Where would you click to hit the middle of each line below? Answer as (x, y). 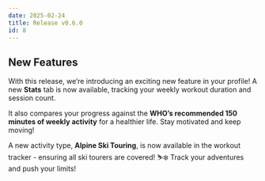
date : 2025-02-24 (37, 15)
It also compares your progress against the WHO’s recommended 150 (123, 113)
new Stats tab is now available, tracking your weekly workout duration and (130, 90)
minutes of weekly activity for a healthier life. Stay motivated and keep (125, 122)
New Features (43, 62)
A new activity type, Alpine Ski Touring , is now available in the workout (125, 145)
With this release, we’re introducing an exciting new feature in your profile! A (132, 81)
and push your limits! (42, 169)
